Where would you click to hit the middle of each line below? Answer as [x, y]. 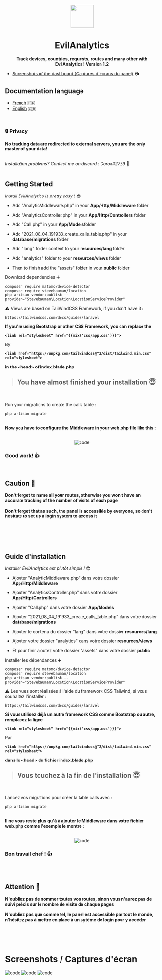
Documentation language [44, 91]
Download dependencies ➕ [32, 277]
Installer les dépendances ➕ [33, 660]
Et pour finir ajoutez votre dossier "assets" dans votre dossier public [81, 650]
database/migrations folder [40, 239]
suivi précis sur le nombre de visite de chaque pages [60, 904]
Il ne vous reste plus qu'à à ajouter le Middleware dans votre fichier [74, 821]
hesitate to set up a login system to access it [51, 516]
